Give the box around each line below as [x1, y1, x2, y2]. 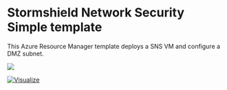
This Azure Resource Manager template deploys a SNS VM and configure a [7, 42, 221, 50]
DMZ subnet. [7, 49, 44, 58]
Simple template [7, 19, 102, 35]
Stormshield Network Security [7, 5, 184, 21]
